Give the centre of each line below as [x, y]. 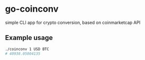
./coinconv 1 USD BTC [27, 49]
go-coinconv [32, 9]
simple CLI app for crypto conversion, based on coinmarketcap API [73, 22]
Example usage [29, 38]
